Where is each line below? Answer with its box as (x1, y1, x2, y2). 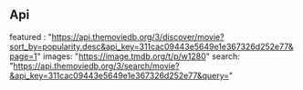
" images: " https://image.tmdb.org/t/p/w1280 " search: (37, 50, 240, 62)
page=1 (9, 50, 38, 62)
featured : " (9, 31, 52, 42)
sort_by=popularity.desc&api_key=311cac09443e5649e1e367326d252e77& (9, 41, 294, 52)
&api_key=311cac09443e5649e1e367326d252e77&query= (9, 70, 230, 81)
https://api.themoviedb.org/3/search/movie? (13, 60, 180, 71)
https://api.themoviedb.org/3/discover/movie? (51, 31, 225, 42)
